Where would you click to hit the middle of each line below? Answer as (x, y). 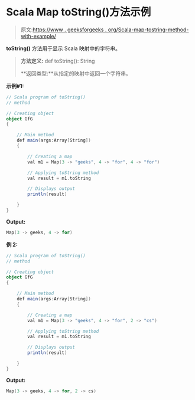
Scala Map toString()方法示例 (79, 12)
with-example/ (38, 36)
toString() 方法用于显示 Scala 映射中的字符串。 (64, 48)
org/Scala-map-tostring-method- (148, 29)
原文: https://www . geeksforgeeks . (64, 29)
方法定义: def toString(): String (58, 61)
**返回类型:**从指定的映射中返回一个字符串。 (76, 73)
